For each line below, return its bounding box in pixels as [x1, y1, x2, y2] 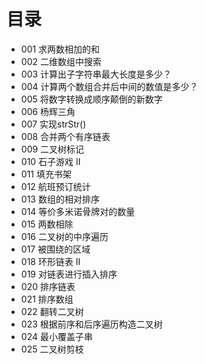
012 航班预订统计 [20, 180, 91, 192]
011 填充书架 [20, 168, 72, 180]
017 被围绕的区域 [20, 243, 91, 255]
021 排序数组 [20, 293, 74, 305]
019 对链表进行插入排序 [20, 268, 118, 280]
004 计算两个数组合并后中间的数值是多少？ [20, 80, 199, 92]
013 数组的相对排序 [20, 193, 100, 205]
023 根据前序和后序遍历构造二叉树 [20, 318, 163, 330]
